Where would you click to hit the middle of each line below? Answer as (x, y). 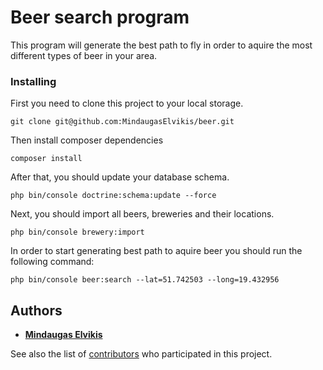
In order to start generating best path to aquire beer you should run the (156, 251)
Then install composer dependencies (87, 140)
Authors (36, 310)
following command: (52, 262)
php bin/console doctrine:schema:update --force (113, 196)
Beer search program (100, 17)
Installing (33, 81)
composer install (46, 159)
